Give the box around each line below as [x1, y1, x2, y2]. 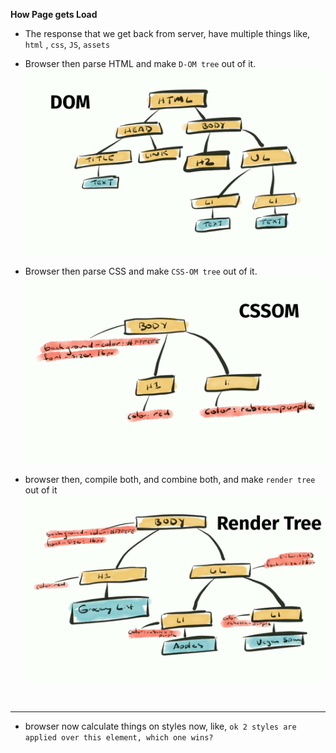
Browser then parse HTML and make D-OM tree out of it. [24, 58, 257, 69]
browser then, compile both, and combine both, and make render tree [24, 473, 316, 485]
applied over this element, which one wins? [24, 732, 214, 743]
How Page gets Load [10, 9, 98, 20]
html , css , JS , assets [24, 39, 111, 50]
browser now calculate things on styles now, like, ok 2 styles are [24, 720, 297, 732]
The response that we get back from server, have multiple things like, [24, 28, 311, 39]
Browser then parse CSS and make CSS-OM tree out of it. [24, 265, 258, 278]
